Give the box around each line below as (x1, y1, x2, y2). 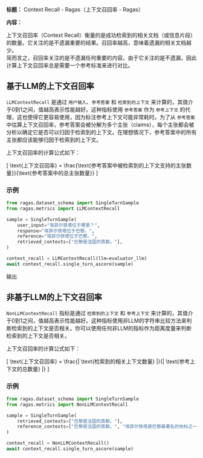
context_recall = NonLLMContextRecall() (6, 440, 110, 447)
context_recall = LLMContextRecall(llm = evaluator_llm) (6, 256, 147, 262)
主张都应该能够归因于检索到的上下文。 (6, 136, 101, 143)
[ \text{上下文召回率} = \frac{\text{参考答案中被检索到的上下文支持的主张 (6, 161, 187, 169)
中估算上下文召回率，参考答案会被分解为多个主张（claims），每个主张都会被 (6, 121, 195, 128)
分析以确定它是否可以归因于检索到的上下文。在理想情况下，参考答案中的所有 (6, 128, 197, 135)
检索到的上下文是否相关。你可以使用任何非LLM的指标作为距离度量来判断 (11, 324, 192, 332)
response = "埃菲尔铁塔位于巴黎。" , (17, 228, 95, 234)
